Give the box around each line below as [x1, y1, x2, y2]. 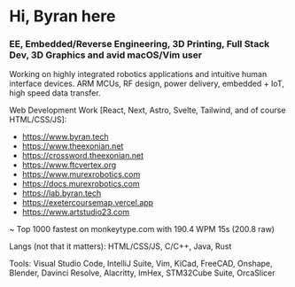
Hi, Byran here [9, 6, 116, 27]
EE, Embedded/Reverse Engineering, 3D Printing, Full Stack [9, 38, 270, 50]
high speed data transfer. [9, 88, 101, 98]
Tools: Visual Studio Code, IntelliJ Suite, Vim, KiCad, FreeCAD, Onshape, [9, 259, 273, 269]
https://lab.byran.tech [21, 188, 102, 198]
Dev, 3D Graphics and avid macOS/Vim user [9, 49, 202, 61]
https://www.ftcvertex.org [21, 159, 117, 170]
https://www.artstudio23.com [21, 206, 130, 218]
